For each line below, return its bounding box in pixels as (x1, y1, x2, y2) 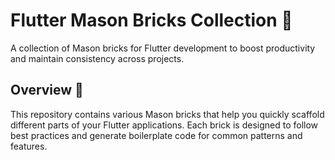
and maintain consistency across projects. (10, 52, 185, 64)
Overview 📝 (10, 82, 84, 99)
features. (10, 140, 48, 152)
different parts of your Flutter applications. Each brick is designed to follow (10, 119, 319, 131)
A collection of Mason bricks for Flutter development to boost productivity (10, 42, 316, 54)
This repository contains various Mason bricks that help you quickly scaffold (10, 108, 325, 120)
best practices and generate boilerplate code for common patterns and (10, 129, 303, 141)
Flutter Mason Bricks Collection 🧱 (10, 9, 293, 32)
